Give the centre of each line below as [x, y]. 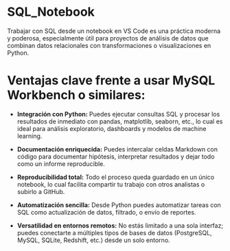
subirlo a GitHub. [41, 191]
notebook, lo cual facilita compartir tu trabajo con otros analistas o [111, 184]
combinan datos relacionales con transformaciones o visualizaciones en [109, 45]
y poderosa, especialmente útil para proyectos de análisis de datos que [108, 38]
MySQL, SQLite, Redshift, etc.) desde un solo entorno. [93, 240]
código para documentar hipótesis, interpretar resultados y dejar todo [116, 156]
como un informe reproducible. [61, 164]
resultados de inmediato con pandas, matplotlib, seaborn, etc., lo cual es [120, 121]
